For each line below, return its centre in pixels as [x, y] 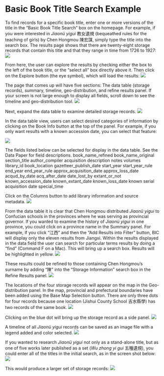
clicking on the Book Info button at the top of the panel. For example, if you [81, 126]
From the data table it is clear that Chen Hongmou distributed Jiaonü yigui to [82, 211]
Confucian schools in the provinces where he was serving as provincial [77, 216]
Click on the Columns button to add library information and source [72, 196]
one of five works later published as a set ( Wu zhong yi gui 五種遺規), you [79, 348]
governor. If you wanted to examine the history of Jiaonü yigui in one [75, 221]
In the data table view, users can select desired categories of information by [82, 121]
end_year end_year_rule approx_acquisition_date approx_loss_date [72, 171]
